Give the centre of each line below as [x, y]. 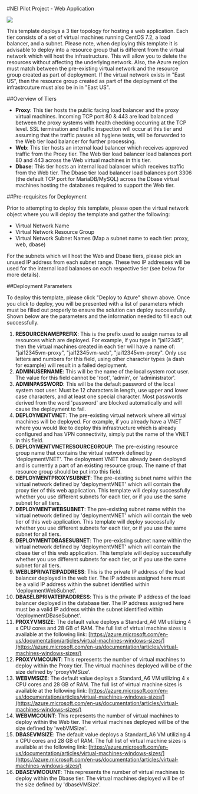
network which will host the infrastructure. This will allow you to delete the [97, 56]
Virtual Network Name [42, 226]
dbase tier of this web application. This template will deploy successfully [103, 553]
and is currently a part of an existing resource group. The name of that [101, 465]
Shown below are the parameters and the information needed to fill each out [99, 316]
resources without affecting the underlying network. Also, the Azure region [98, 62]
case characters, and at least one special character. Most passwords [99, 396]
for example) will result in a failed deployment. [71, 365]
